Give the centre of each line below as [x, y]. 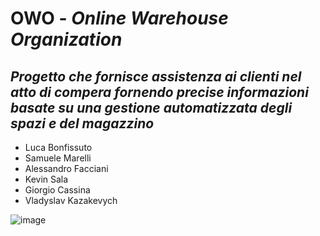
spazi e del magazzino [82, 123]
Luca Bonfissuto [58, 147]
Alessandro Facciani [66, 168]
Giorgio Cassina [57, 190]
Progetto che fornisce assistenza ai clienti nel [156, 76]
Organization [66, 39]
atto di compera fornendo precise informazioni [159, 92]
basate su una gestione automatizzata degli [151, 107]
